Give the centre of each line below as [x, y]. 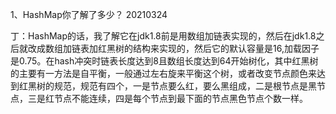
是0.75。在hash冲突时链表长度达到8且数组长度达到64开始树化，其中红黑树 [164, 61]
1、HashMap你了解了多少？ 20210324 [89, 14]
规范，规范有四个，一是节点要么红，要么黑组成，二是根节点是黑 [185, 86]
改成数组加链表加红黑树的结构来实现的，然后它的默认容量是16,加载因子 [173, 48]
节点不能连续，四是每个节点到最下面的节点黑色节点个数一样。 [180, 98]
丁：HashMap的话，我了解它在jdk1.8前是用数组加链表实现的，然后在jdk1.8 [163, 36]
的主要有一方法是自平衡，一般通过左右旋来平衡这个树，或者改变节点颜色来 [163, 73]
